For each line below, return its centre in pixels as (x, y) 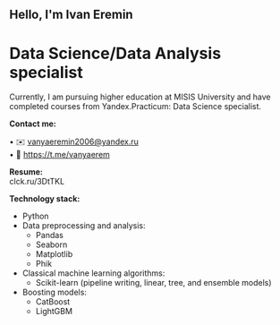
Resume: (26, 172)
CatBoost (53, 302)
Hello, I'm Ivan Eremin (71, 15)
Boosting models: (55, 292)
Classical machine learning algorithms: (93, 273)
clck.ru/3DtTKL (37, 182)
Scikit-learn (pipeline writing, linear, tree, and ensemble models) (153, 283)
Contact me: (33, 124)
